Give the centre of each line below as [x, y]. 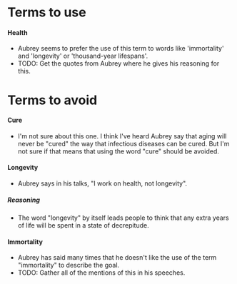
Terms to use [47, 12]
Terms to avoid [52, 100]
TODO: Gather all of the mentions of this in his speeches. [101, 273]
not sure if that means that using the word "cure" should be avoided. [118, 151]
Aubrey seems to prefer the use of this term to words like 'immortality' [121, 49]
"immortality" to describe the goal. [69, 265]
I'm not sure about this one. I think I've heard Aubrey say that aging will [122, 136]
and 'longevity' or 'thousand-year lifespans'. [83, 56]
